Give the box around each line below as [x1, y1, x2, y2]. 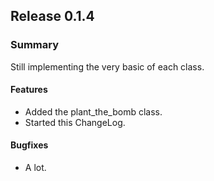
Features [10, 84, 48, 96]
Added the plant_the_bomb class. [24, 105, 163, 118]
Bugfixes [10, 139, 49, 151]
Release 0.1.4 [10, 8, 95, 25]
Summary [10, 38, 60, 52]
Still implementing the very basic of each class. [10, 60, 205, 73]
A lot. [24, 162, 47, 174]
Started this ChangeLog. [24, 116, 126, 128]
